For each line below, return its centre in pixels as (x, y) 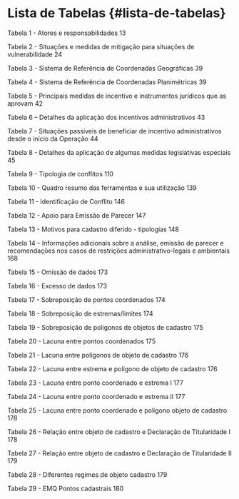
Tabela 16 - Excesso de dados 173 (57, 286)
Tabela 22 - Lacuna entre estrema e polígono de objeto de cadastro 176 (112, 368)
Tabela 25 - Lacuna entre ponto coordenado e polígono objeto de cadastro (117, 410)
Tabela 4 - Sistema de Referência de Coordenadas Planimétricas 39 (107, 82)
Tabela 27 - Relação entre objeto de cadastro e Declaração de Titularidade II (119, 453)
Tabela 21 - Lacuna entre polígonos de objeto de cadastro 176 (98, 355)
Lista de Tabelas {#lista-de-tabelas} (117, 13)
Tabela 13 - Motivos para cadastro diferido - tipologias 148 (93, 229)
